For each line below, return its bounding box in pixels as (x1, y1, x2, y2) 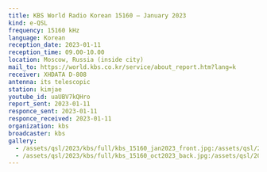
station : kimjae (8, 85, 62, 94)
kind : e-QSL (8, 19, 48, 27)
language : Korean (8, 33, 66, 42)
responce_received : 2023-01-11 (8, 115, 112, 123)
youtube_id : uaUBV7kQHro (8, 93, 91, 101)
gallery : (8, 136, 37, 145)
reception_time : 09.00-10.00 (8, 48, 105, 56)
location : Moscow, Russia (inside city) (8, 56, 145, 64)
